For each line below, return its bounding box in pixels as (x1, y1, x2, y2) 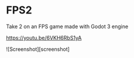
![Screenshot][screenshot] (6, 45, 70, 53)
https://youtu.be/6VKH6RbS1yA (6, 34, 82, 41)
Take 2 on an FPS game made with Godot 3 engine (6, 23, 129, 30)
